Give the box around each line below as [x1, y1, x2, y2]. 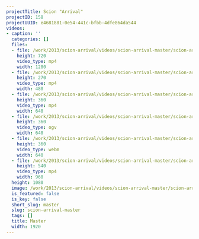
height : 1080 [11, 180, 44, 186]
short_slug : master [11, 202, 60, 208]
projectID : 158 [6, 14, 44, 20]
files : [11, 42, 28, 48]
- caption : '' [6, 31, 41, 37]
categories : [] [11, 36, 49, 42]
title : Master [11, 218, 46, 224]
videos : [6, 25, 25, 31]
